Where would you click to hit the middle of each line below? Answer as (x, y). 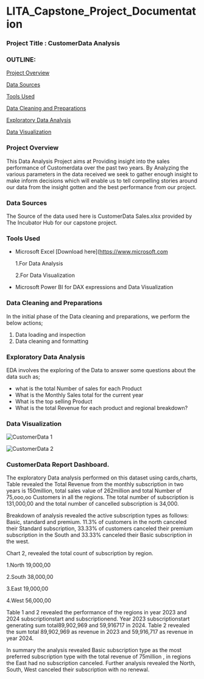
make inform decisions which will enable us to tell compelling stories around (102, 181)
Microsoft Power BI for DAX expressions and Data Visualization (94, 287)
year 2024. (20, 638)
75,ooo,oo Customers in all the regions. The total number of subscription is (100, 497)
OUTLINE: (21, 60)
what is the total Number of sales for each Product (78, 388)
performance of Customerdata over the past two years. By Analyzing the (97, 167)
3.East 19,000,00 (27, 589)
